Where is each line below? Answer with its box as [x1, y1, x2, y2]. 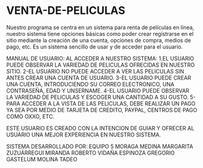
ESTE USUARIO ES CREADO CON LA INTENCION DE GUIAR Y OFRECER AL [6, 124, 195, 132]
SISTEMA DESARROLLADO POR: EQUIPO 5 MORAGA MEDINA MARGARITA [6, 143, 193, 150]
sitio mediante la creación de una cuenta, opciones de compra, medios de [6, 36, 191, 44]
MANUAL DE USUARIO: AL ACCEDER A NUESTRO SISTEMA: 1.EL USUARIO [6, 55, 195, 62]
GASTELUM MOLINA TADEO [6, 155, 78, 163]
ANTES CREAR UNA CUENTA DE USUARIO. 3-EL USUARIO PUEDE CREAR [6, 74, 191, 81]
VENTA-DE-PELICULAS [6, 4, 125, 18]
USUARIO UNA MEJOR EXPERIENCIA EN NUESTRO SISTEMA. [6, 131, 161, 138]
